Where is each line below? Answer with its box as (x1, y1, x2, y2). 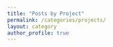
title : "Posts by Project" (7, 10, 85, 17)
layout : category (7, 23, 57, 30)
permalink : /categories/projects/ (7, 17, 107, 23)
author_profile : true (7, 29, 70, 37)
